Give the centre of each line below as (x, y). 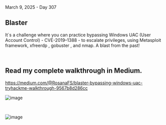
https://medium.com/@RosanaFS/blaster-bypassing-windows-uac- (74, 83)
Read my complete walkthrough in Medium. (74, 71)
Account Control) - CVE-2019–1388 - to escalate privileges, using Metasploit (83, 40)
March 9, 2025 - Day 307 (31, 7)
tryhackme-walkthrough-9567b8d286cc (47, 88)
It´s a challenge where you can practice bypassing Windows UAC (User (78, 35)
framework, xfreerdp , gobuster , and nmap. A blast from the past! (73, 45)
